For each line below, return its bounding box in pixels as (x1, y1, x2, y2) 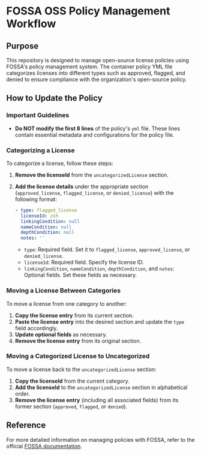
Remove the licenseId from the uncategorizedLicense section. (14, 171, 169, 178)
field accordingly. (14, 324, 58, 332)
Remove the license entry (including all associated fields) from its (14, 396, 179, 403)
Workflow (6, 17, 56, 31)
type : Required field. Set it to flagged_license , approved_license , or (23, 246, 190, 253)
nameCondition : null (20, 224, 72, 230)
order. (14, 390, 30, 397)
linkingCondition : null (20, 218, 80, 224)
